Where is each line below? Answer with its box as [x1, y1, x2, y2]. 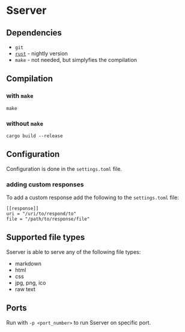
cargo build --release [6, 133, 63, 139]
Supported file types [6, 232, 85, 242]
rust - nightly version [14, 50, 68, 57]
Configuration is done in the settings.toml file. [6, 165, 122, 172]
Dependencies [6, 28, 62, 38]
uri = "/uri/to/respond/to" [6, 211, 77, 217]
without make [6, 119, 44, 128]
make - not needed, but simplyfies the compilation [14, 57, 137, 63]
